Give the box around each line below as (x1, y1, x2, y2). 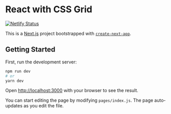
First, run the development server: (5, 59, 77, 65)
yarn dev (5, 78, 24, 83)
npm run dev (5, 69, 31, 74)
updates (5, 103, 23, 109)
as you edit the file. (23, 103, 64, 109)
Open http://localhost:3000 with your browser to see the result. (5, 87, 139, 94)
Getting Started (5, 45, 56, 54)
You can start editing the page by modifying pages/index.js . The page (5, 97, 154, 103)
